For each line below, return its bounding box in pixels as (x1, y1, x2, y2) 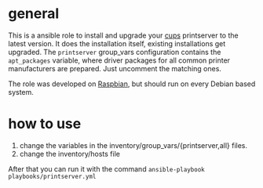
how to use (8, 115, 82, 133)
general (8, 5, 60, 23)
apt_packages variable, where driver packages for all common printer (8, 56, 230, 65)
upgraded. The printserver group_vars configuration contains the (8, 47, 221, 56)
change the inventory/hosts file (19, 149, 120, 158)
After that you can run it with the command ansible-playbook (8, 164, 206, 173)
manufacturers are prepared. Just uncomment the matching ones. (8, 63, 222, 73)
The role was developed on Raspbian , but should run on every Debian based (8, 79, 256, 89)
